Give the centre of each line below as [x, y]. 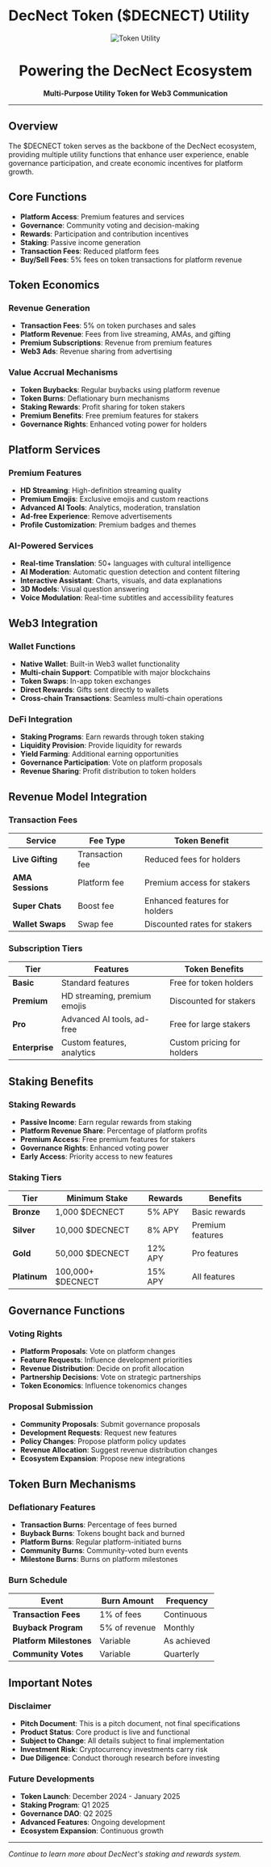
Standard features [96, 983]
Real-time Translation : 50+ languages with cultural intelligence [125, 563]
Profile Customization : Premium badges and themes [108, 525]
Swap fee [96, 924]
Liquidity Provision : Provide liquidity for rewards [101, 745]
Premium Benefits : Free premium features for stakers [109, 416]
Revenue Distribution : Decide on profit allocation [102, 1368]
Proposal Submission [51, 1407]
